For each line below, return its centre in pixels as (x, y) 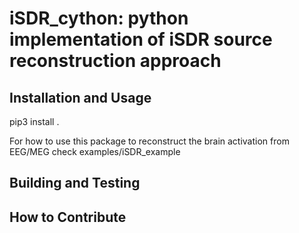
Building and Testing (75, 183)
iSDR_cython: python (99, 18)
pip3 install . (34, 121)
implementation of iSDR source (141, 39)
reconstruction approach (115, 61)
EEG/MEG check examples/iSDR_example (95, 151)
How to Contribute (68, 217)
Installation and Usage (80, 97)
